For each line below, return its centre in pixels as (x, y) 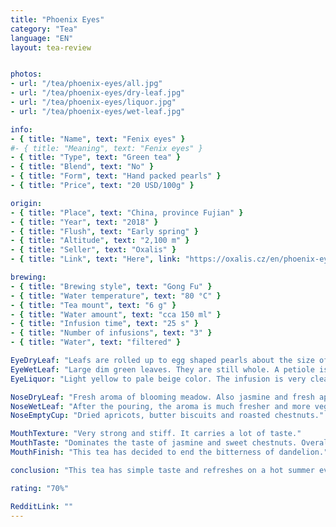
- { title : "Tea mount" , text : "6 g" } (93, 305)
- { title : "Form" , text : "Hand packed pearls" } (116, 176)
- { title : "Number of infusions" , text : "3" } (111, 333)
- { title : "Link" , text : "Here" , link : (96, 259)
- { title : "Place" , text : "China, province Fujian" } (127, 212)
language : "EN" (42, 38)
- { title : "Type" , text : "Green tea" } (96, 157)
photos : (26, 74)
